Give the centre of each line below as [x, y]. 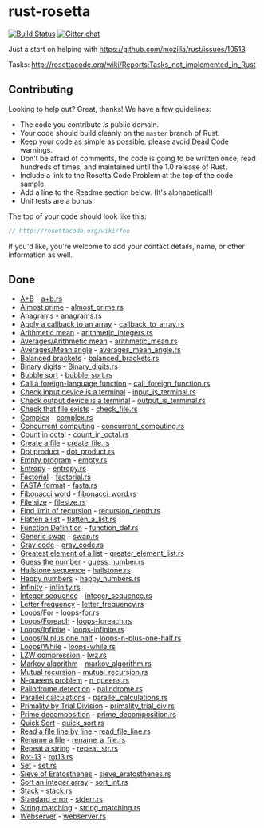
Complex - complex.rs [56, 418]
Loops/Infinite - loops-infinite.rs [72, 630]
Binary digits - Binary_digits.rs [69, 366]
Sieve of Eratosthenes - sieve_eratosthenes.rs [95, 774]
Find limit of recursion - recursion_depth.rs [90, 511]
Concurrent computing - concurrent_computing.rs [102, 426]
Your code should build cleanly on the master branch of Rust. [120, 133]
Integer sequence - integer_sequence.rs [86, 596]
